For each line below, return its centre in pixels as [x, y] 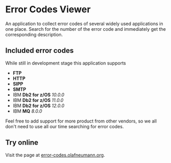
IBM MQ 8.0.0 [27, 111]
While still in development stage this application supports [66, 63]
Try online [22, 143]
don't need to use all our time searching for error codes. [65, 126]
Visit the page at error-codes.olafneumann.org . [55, 155]
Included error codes [40, 50]
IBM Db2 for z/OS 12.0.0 [39, 106]
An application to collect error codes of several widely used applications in [84, 24]
